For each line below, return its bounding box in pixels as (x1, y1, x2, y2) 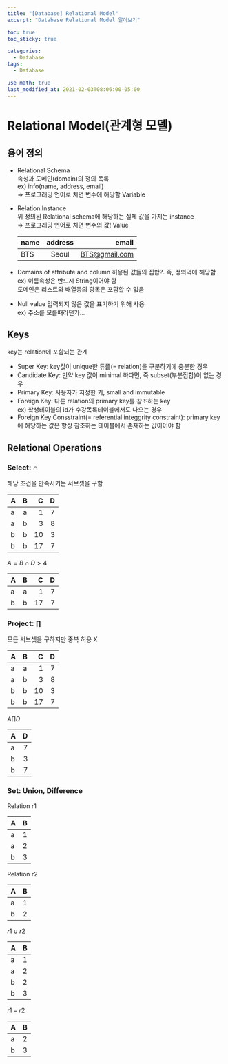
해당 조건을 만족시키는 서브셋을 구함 (7, 479, 103, 487)
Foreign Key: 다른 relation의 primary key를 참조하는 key (17, 397, 171, 405)
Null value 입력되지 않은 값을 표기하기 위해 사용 (17, 299, 145, 308)
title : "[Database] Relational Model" (7, 10, 118, 17)
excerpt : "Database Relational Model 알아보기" (7, 17, 141, 23)
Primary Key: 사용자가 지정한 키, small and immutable (17, 388, 165, 397)
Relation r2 (7, 870, 38, 878)
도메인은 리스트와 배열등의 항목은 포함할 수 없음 (17, 285, 145, 293)
